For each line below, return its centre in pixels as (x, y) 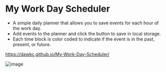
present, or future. (32, 44)
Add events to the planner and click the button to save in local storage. (87, 33)
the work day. (27, 28)
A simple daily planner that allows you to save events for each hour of (86, 23)
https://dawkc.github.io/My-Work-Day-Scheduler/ (57, 54)
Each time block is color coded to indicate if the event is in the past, (84, 39)
